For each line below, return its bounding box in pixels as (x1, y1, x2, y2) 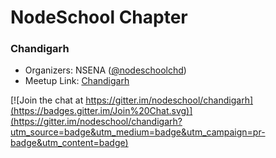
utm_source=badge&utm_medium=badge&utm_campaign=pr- (10, 126, 266, 138)
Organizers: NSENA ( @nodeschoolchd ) (24, 64, 187, 76)
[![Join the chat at (10, 94, 84, 106)
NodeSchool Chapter (10, 6, 188, 29)
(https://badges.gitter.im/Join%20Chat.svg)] (10, 105, 193, 117)
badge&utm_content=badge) (10, 137, 129, 149)
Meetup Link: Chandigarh (24, 75, 130, 87)
